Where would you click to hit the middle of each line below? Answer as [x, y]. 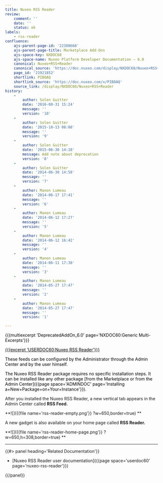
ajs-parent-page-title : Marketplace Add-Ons [59, 50]
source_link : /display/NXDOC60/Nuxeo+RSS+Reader [64, 86]
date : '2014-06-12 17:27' [49, 218]
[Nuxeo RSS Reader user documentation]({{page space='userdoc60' [81, 461]
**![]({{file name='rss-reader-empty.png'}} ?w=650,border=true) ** [73, 413]
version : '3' [36, 272]
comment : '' [26, 18]
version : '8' [36, 159]
